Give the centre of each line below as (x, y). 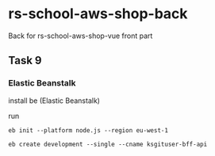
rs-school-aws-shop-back (98, 14)
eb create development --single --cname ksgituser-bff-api (108, 144)
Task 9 (25, 61)
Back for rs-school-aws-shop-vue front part (81, 36)
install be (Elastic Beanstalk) (54, 101)
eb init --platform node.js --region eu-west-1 (88, 130)
